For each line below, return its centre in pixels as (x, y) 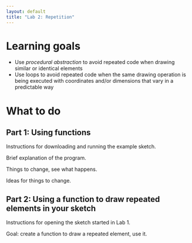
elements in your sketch (51, 208)
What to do (33, 111)
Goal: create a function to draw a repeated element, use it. (77, 234)
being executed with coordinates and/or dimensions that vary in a (94, 81)
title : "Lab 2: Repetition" (41, 17)
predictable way (34, 87)
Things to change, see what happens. (52, 169)
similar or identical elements (49, 69)
